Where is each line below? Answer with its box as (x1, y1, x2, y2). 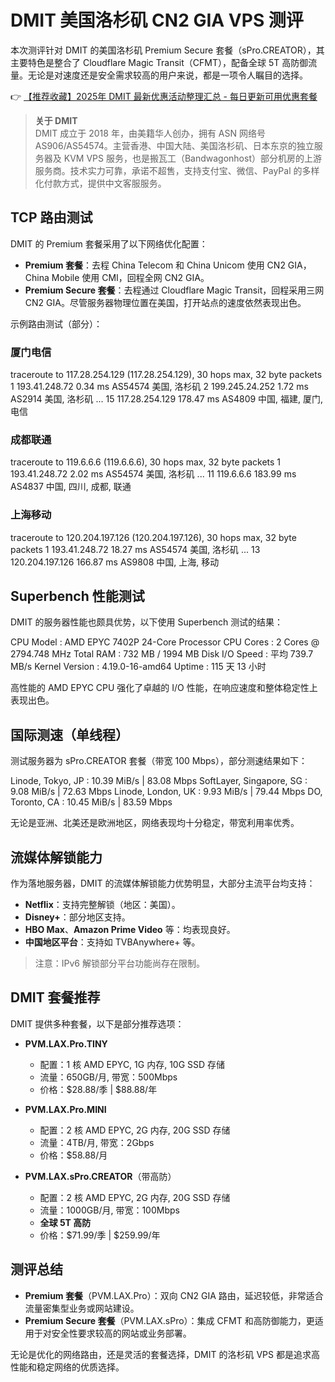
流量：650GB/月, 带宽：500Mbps (39, 1071, 178, 1083)
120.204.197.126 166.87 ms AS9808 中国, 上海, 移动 (10, 556, 220, 568)
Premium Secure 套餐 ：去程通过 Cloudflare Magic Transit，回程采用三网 (24, 284, 325, 296)
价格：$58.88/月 (39, 1149, 108, 1161)
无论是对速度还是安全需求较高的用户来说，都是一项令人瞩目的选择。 (27, 69, 308, 81)
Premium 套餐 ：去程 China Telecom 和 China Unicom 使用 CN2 (24, 259, 286, 271)
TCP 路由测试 (10, 209, 93, 226)
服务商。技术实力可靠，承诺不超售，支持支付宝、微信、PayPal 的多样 (34, 164, 320, 176)
